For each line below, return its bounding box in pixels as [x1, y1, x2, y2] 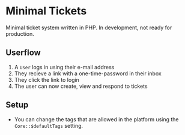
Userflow [5, 48, 41, 58]
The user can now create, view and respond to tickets [14, 82, 148, 90]
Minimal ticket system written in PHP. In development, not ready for [5, 24, 172, 31]
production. [5, 30, 34, 37]
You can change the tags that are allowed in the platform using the [14, 115, 179, 123]
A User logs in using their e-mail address [14, 63, 115, 70]
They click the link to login [14, 76, 79, 83]
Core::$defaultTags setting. [14, 122, 83, 129]
